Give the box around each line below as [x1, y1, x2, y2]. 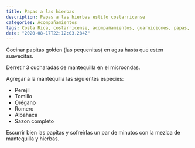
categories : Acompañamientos [6, 19, 77, 25]
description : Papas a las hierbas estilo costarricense [6, 14, 145, 20]
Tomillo [14, 93, 32, 100]
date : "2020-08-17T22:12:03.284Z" [6, 30, 91, 36]
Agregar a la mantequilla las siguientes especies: [6, 75, 124, 82]
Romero [14, 105, 34, 112]
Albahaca [14, 112, 38, 119]
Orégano [14, 99, 36, 106]
